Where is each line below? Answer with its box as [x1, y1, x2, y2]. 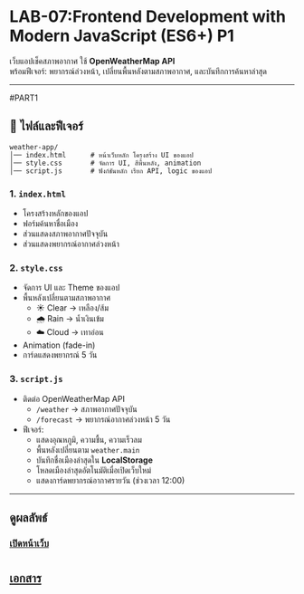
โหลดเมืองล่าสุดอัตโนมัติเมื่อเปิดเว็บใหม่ [35, 465, 152, 475]
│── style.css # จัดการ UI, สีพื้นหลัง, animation [9, 158, 202, 168]
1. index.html [9, 187, 66, 200]
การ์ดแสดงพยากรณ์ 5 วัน [22, 350, 98, 360]
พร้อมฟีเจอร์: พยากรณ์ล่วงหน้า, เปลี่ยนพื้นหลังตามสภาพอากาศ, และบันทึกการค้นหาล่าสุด [9, 65, 267, 76]
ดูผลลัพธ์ [9, 510, 48, 526]
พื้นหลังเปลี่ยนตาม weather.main [35, 444, 140, 455]
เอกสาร [9, 570, 43, 586]
